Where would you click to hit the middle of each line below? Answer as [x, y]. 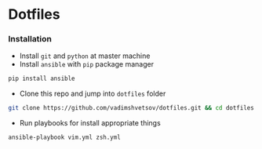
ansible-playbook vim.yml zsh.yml [65, 138]
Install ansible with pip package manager [87, 64]
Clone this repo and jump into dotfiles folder [93, 94]
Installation [30, 39]
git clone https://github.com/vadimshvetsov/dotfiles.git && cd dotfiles [131, 108]
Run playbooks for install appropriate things [90, 123]
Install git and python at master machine [85, 56]
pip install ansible [42, 79]
